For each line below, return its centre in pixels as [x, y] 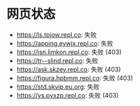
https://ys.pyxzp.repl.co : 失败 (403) [68, 95]
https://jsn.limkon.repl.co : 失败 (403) [69, 52]
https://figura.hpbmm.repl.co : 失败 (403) [75, 78]
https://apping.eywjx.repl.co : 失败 [65, 43]
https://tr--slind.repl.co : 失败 [57, 60]
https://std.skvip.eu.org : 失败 [58, 87]
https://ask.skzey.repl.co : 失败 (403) [69, 69]
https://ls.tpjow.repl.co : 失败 [56, 35]
